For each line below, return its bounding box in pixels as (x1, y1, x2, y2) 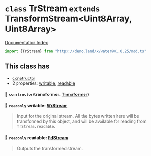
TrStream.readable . (17, 124, 56, 129)
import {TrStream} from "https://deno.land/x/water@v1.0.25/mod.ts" (5, 49, 147, 54)
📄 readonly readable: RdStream (5, 135, 68, 140)
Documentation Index (5, 39, 48, 45)
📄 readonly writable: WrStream (5, 102, 68, 108)
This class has (5, 62, 50, 71)
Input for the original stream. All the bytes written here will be (17, 113, 139, 119)
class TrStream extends (5, 3, 100, 14)
